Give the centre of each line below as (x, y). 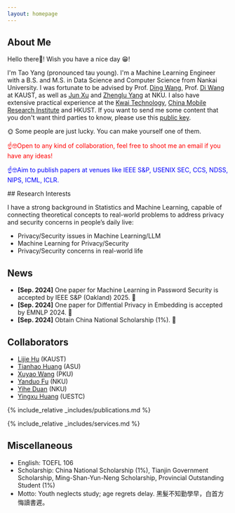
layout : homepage (33, 14)
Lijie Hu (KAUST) (42, 359)
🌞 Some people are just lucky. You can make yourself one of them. (105, 132)
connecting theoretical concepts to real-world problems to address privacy (116, 215)
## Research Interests (39, 194)
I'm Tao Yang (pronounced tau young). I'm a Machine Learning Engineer (112, 73)
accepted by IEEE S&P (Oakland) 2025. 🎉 (76, 298)
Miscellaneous (40, 446)
